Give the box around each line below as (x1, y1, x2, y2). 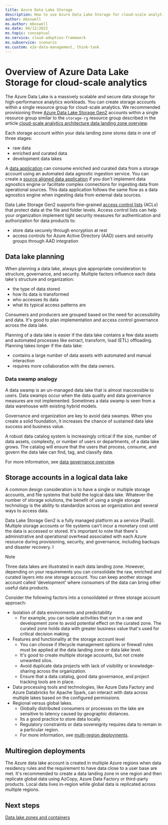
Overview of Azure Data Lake (5, 66, 129, 78)
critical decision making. (19, 631, 70, 637)
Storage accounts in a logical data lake (5, 473, 128, 482)
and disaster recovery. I (5, 544, 54, 550)
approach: (5, 600, 26, 606)
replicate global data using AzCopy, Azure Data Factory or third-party (5, 776, 148, 782)
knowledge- (129, 663, 155, 669)
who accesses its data (12, 297, 59, 303)
